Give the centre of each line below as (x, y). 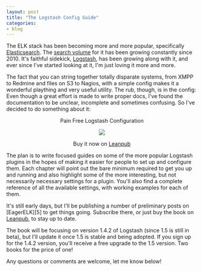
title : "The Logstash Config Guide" (52, 18)
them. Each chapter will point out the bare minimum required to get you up (99, 168)
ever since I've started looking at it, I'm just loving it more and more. (91, 65)
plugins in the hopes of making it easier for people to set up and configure (99, 162)
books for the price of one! (40, 250)
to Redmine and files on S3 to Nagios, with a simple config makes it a (93, 83)
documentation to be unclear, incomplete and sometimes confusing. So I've (101, 103)
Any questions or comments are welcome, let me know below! (84, 261)
